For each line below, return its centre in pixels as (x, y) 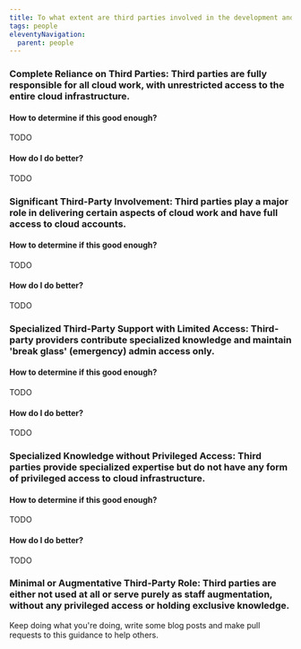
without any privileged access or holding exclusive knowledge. (149, 606)
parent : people (46, 43)
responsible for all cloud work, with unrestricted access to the (147, 85)
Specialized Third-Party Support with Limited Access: (129, 328)
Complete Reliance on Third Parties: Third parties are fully (138, 74)
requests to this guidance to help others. (84, 635)
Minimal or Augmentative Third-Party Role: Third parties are (143, 584)
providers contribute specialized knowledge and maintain (163, 340)
